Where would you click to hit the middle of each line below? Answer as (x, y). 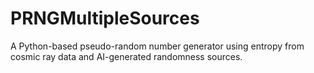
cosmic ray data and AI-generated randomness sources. (126, 56)
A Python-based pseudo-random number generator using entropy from (157, 46)
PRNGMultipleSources (105, 18)
